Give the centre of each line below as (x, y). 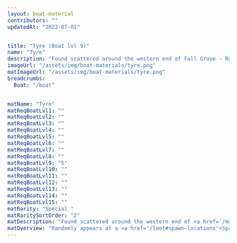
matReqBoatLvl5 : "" (36, 137)
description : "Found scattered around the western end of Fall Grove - (115, 59)
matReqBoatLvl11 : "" (38, 176)
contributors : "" (33, 20)
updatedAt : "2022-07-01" (44, 27)
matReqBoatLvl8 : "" (36, 156)
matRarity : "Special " (41, 208)
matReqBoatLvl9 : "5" (38, 163)
